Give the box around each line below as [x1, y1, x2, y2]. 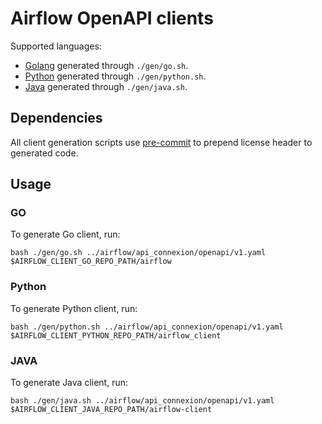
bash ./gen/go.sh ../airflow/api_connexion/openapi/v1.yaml [10, 248, 267, 258]
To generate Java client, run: [10, 377, 128, 389]
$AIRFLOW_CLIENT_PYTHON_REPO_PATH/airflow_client [10, 330, 222, 341]
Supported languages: [10, 40, 102, 52]
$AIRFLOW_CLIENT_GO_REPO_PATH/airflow [10, 257, 172, 267]
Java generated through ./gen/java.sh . [24, 80, 188, 92]
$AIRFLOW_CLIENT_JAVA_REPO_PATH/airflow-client [10, 405, 213, 415]
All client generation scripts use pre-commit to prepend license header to [10, 136, 313, 148]
